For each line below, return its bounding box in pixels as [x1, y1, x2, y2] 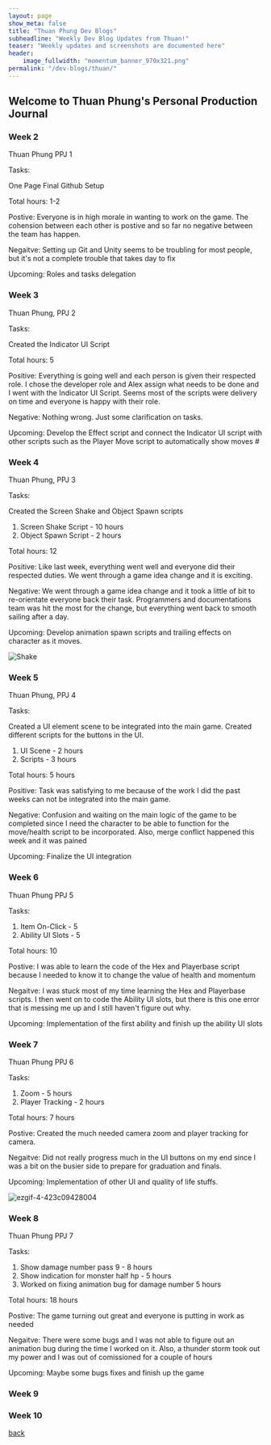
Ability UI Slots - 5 [19, 930, 81, 940]
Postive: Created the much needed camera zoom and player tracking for [8, 1128, 248, 1138]
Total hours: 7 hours [8, 1113, 75, 1122]
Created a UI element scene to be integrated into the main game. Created [8, 721, 252, 732]
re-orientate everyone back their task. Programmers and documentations [8, 595, 252, 605]
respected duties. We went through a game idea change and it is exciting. [8, 571, 252, 581]
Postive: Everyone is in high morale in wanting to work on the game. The [8, 212, 248, 222]
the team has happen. [8, 230, 81, 239]
